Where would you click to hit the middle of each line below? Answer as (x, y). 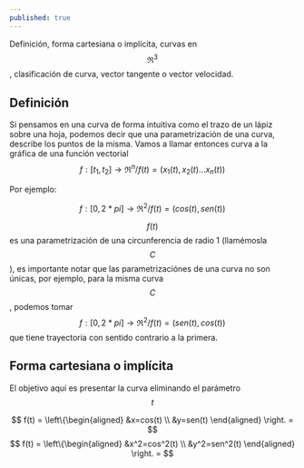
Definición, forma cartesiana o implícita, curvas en (103, 44)
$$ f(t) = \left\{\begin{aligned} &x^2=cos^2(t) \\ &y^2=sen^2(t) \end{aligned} (152, 443)
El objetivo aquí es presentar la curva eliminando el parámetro (125, 388)
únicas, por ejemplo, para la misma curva (87, 279)
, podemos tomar (41, 307)
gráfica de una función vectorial (69, 154)
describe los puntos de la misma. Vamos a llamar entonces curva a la (139, 144)
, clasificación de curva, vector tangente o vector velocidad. (122, 75)
